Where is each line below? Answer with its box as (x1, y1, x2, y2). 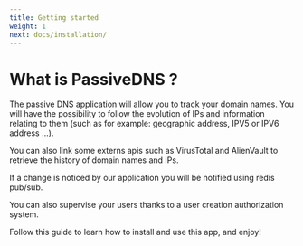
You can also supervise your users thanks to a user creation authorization (9, 200, 284, 211)
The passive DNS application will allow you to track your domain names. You (9, 99, 295, 109)
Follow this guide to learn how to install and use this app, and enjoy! (9, 227, 262, 238)
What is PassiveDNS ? (9, 69, 178, 90)
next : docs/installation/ (9, 30, 107, 39)
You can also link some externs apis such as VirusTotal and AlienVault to (9, 146, 279, 156)
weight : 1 (9, 22, 47, 31)
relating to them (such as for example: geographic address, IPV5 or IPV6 (9, 118, 279, 129)
